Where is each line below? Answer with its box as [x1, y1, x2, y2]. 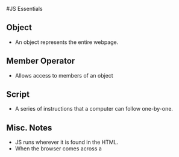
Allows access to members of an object [14, 72, 113, 79]
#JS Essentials [6, 5, 43, 12]
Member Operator [6, 56, 75, 66]
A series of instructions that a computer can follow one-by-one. [14, 105, 174, 112]
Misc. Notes [6, 123, 52, 133]
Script [6, 90, 30, 100]
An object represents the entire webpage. [14, 38, 119, 46]
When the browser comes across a [14, 145, 102, 152]
